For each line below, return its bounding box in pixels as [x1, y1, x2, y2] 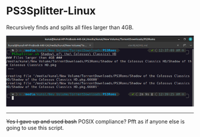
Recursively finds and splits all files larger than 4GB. [6, 24, 134, 31]
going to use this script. [6, 125, 64, 132]
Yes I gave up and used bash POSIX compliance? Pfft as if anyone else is [6, 118, 185, 125]
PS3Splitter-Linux [6, 4, 96, 18]
